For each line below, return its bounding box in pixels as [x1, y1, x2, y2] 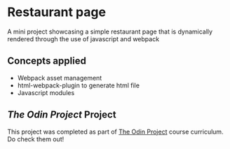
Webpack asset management [17, 73, 102, 82]
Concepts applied [7, 55, 86, 67]
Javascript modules [17, 88, 75, 97]
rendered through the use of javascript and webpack [7, 34, 160, 43]
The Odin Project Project [7, 109, 117, 121]
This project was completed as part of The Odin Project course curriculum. [7, 127, 224, 136]
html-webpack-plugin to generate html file [17, 81, 140, 90]
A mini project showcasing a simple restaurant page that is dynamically [7, 27, 212, 36]
